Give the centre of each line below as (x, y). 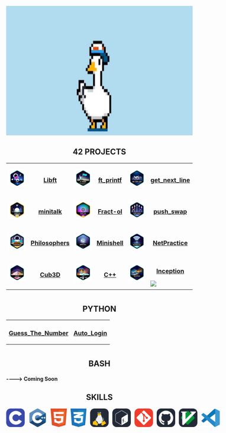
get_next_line (170, 180)
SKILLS (99, 397)
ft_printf (110, 180)
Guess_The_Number (38, 333)
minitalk (50, 212)
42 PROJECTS (99, 152)
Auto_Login (90, 333)
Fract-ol (110, 212)
